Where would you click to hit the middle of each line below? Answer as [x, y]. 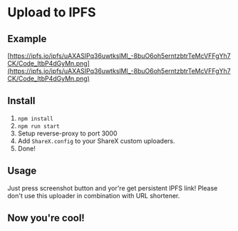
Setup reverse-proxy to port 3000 [67, 133]
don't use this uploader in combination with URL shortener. [94, 195]
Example [27, 39]
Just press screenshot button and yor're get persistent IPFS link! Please [113, 188]
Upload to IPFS [52, 12]
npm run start [38, 126]
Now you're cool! [46, 218]
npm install [35, 118]
